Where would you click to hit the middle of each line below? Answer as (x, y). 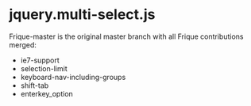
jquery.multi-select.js (82, 15)
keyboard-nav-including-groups (73, 77)
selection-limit (44, 68)
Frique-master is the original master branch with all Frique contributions (127, 36)
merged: (23, 44)
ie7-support (40, 60)
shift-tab (35, 85)
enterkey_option (47, 93)
